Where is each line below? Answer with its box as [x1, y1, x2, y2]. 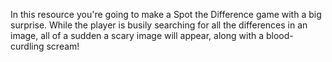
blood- [265, 30, 294, 41]
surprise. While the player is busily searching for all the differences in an [10, 19, 308, 31]
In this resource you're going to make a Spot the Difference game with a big [10, 9, 322, 20]
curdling [10, 40, 45, 52]
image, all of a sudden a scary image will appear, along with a [10, 30, 265, 41]
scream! [46, 40, 80, 52]
